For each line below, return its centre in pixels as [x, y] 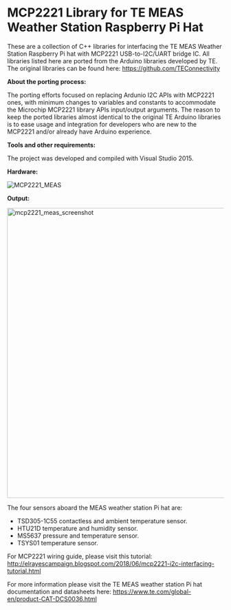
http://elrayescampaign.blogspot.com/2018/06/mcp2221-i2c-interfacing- [111, 563]
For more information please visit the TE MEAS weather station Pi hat [105, 584]
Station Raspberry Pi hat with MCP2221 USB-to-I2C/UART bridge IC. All [108, 54]
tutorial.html [24, 571]
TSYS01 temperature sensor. [57, 543]
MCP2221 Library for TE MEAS [96, 13]
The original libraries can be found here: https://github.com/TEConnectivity [114, 68]
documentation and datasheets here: [59, 591]
